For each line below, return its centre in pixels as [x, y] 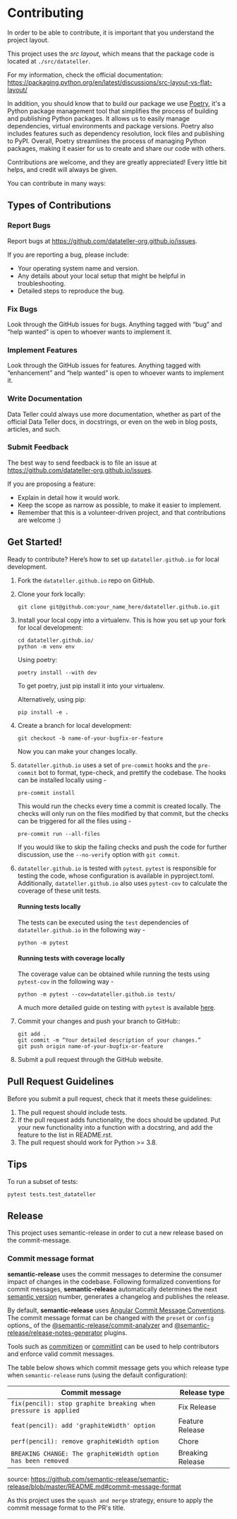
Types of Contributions [59, 206]
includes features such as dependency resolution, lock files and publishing [116, 133]
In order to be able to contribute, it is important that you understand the [111, 32]
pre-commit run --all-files [59, 834]
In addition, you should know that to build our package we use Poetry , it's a [116, 103]
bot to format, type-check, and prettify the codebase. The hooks [132, 772]
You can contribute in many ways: [56, 183]
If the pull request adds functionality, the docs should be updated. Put [119, 1120]
